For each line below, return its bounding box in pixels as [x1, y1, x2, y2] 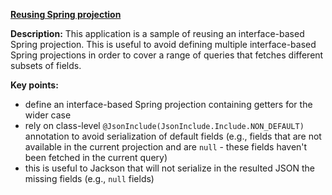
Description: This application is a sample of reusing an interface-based [10, 28, 305, 39]
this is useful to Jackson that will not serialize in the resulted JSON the [24, 162, 315, 174]
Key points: [10, 79, 59, 91]
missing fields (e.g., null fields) [24, 173, 155, 184]
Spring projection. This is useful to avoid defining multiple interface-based [10, 39, 317, 50]
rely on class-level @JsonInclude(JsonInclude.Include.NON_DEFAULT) [24, 120, 305, 131]
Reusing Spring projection [10, 9, 122, 20]
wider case [24, 109, 72, 121]
